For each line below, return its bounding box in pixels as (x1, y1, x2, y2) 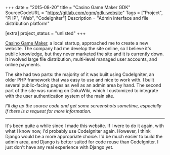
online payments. (5, 62, 41, 67)
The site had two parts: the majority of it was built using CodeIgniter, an (5, 71, 154, 77)
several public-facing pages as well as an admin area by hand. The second (5, 82, 161, 88)
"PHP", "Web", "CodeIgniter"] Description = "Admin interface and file (5, 15, 149, 21)
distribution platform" (5, 20, 50, 26)
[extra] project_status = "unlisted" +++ (5, 30, 86, 36)
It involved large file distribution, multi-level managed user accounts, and (5, 56, 157, 62)
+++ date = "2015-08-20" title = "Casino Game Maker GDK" (5, 5, 131, 10)
